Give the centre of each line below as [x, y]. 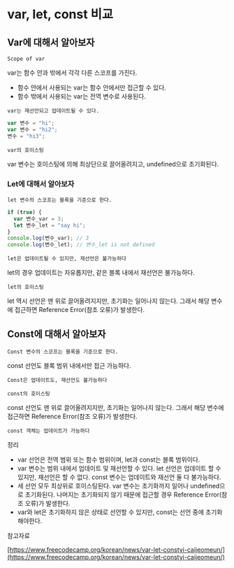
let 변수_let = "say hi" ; [50, 225]
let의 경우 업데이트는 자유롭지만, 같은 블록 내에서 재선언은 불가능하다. [101, 273]
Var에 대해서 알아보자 [51, 42]
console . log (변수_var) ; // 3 [48, 239]
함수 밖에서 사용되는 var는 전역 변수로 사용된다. [82, 96]
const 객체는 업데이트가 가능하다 [49, 431]
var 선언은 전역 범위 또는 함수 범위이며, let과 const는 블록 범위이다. [109, 460]
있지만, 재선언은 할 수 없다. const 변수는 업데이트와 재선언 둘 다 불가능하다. [119, 477]
